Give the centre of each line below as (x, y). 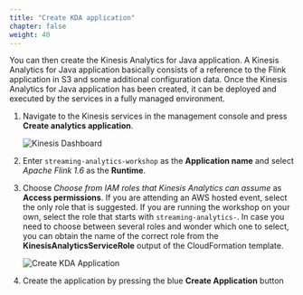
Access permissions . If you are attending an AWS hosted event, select (155, 198)
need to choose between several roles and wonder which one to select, (156, 226)
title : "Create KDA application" (72, 18)
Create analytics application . (78, 126)
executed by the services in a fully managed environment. (118, 99)
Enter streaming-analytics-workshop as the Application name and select (158, 161)
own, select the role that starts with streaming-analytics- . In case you (153, 217)
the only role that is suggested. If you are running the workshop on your (156, 207)
